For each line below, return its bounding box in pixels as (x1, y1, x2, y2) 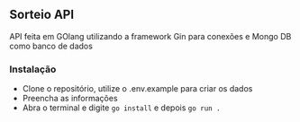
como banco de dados (9, 40, 93, 51)
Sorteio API (9, 7, 75, 22)
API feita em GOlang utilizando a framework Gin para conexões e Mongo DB (9, 30, 292, 41)
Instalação (9, 63, 57, 75)
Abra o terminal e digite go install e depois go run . (22, 102, 221, 113)
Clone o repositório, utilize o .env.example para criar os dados (22, 83, 253, 94)
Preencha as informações (22, 93, 119, 104)
